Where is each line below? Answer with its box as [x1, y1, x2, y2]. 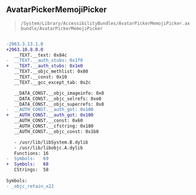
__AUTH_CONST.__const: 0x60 [14, 118, 83, 123]
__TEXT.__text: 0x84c [14, 52, 67, 58]
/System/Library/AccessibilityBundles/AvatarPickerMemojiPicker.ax [20, 20, 190, 26]
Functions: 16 [14, 150, 49, 156]
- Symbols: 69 [6, 156, 49, 162]
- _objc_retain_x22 [6, 183, 54, 189]
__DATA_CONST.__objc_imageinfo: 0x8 [14, 90, 104, 96]
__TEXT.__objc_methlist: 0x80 [14, 69, 89, 74]
